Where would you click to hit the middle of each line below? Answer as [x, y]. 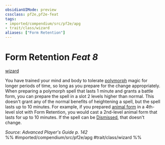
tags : [11, 19]
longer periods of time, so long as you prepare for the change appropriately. [83, 86]
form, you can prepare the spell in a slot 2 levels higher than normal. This [80, 96]
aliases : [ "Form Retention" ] [35, 33]
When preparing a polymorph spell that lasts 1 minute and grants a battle [79, 91]
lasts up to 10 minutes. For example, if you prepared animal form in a [75, 106]
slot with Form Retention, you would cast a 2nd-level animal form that [86, 112]
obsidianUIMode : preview [31, 10]
